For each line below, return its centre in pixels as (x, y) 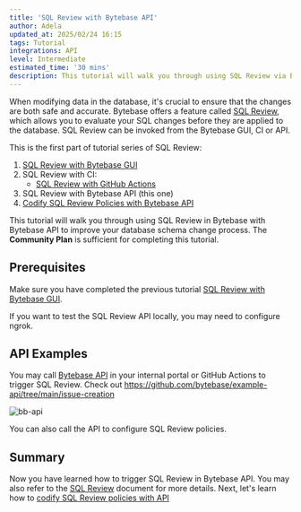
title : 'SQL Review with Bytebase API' (84, 17)
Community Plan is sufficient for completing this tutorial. (114, 239)
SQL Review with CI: (60, 174)
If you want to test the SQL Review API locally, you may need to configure (145, 316)
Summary (37, 457)
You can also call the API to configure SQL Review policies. (118, 429)
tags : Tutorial (38, 43)
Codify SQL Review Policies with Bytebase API (108, 203)
